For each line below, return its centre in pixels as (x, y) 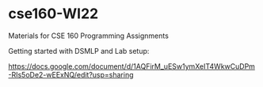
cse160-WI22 (53, 14)
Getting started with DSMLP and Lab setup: (79, 51)
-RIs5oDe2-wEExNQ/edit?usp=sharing (71, 74)
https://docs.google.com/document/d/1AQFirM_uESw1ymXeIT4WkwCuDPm (132, 66)
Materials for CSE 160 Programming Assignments (88, 36)
